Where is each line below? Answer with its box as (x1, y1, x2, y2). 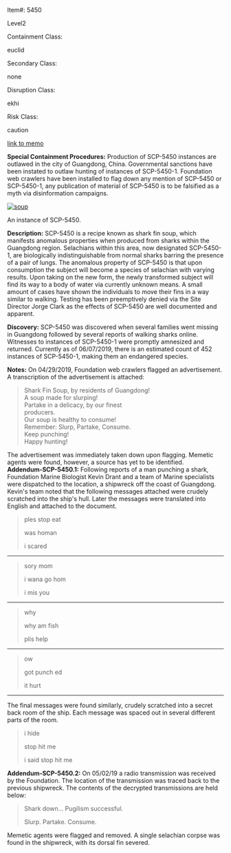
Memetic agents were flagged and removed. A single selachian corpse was (7, 831, 221, 839)
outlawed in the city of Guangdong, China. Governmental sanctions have (7, 160, 213, 168)
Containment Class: (7, 32, 63, 41)
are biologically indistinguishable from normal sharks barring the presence (12, 251, 224, 259)
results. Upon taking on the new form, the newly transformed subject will (7, 273, 214, 281)
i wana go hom (23, 575, 67, 583)
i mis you (23, 589, 50, 596)
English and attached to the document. (7, 502, 117, 510)
